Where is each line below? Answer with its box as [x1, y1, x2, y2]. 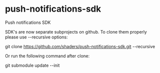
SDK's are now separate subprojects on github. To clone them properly [5, 29, 147, 35]
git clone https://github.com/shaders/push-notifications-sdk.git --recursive [5, 43, 155, 49]
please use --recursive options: [5, 34, 68, 40]
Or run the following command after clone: [5, 53, 90, 59]
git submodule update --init [5, 62, 60, 68]
